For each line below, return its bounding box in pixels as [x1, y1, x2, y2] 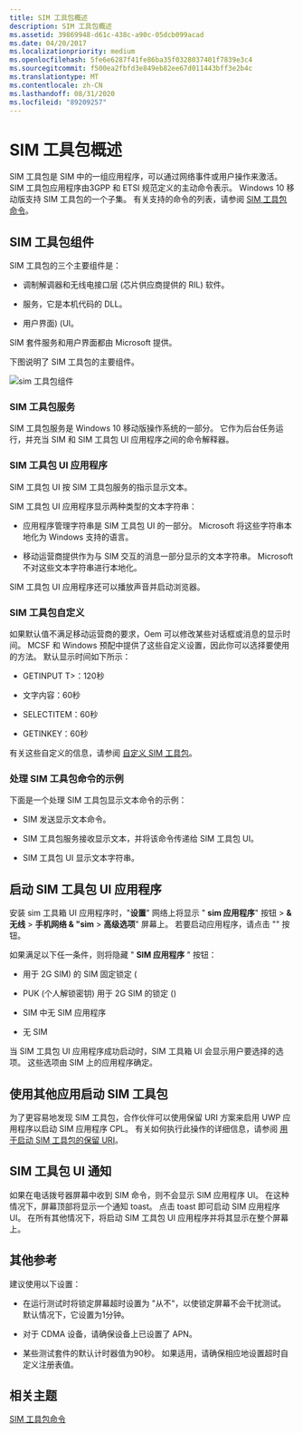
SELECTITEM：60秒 [22, 709, 99, 720]
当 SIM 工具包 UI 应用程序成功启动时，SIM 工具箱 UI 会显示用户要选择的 [9, 1046, 276, 1057]
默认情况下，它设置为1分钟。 [22, 1309, 129, 1320]
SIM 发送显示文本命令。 [22, 814, 111, 825]
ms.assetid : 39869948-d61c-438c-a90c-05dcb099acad [9, 30, 204, 39]
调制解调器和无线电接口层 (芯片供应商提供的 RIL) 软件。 [22, 279, 230, 290]
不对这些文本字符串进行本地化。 [22, 561, 142, 572]
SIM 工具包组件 [9, 234, 95, 249]
